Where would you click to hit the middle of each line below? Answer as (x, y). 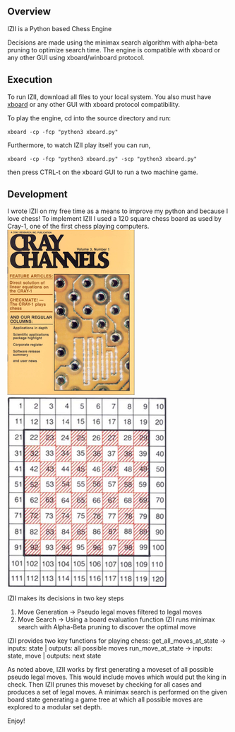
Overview (29, 12)
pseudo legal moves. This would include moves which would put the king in (117, 677)
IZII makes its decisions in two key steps (66, 598)
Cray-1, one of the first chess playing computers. (78, 227)
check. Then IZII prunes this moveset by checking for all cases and (105, 685)
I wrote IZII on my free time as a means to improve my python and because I (117, 211)
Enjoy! (17, 721)
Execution (30, 80)
